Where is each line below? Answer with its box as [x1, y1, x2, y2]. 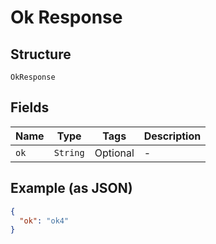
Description [143, 129, 202, 143]
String [53, 147, 85, 158]
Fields [10, 99, 50, 116]
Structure [10, 46, 72, 63]
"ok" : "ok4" [19, 216, 70, 226]
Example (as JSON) [10, 180, 133, 197]
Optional [94, 146, 135, 160]
